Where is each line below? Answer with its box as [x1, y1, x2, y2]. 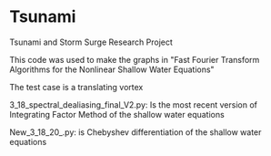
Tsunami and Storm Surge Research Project [9, 36, 173, 47]
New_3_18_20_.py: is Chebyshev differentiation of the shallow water [9, 126, 262, 138]
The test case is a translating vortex [9, 81, 144, 92]
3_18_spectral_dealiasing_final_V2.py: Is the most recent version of [9, 99, 257, 110]
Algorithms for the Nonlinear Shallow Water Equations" [9, 64, 216, 75]
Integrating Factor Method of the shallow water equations [9, 109, 225, 120]
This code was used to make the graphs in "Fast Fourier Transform [9, 54, 260, 65]
